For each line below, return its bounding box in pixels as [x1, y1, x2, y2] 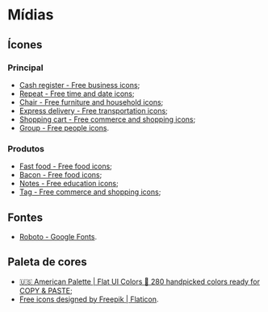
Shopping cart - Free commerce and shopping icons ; [19, 114, 196, 124]
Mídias [7, 6, 54, 24]
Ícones [7, 38, 43, 52]
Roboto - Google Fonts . [19, 231, 98, 241]
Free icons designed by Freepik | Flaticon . [19, 294, 159, 304]
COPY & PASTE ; [19, 285, 73, 295]
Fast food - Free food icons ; [19, 161, 112, 171]
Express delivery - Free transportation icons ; [19, 106, 169, 115]
